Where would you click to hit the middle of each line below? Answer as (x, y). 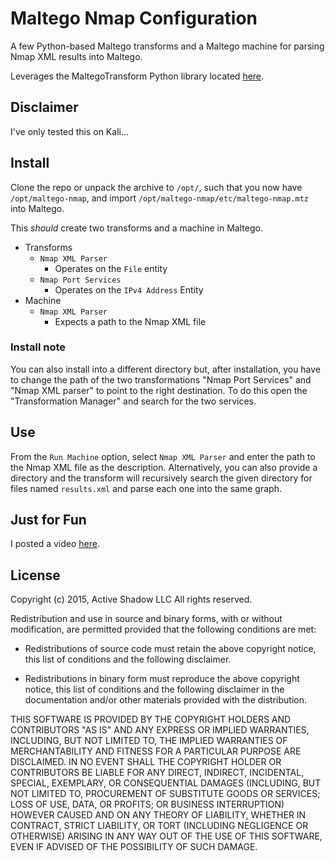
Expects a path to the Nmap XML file (130, 321)
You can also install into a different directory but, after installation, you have (166, 369)
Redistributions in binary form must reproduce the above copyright (162, 679)
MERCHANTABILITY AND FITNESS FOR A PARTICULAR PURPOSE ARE (156, 751)
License (35, 575)
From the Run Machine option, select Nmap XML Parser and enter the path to (163, 456)
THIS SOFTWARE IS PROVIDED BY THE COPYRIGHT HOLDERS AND (151, 719)
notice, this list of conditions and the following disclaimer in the (154, 689)
